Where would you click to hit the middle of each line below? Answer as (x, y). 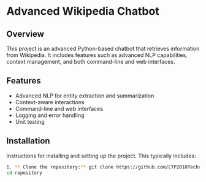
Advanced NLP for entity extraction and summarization (85, 96)
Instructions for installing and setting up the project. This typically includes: (101, 156)
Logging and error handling (50, 115)
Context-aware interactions (50, 102)
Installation (28, 141)
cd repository (25, 173)
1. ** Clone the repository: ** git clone (60, 167)
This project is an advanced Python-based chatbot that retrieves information (103, 48)
